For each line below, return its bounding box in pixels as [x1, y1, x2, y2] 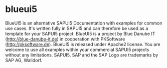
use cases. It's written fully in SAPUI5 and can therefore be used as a [5, 25, 148, 31]
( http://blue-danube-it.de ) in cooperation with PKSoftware [5, 36, 125, 42]
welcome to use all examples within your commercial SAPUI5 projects [5, 46, 149, 52]
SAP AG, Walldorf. [5, 57, 43, 63]
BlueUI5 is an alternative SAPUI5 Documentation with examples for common [5, 20, 162, 26]
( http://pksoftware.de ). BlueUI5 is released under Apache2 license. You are [5, 41, 160, 47]
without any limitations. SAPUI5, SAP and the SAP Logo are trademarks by [5, 51, 158, 58]
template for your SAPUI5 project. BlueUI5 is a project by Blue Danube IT [5, 30, 155, 36]
